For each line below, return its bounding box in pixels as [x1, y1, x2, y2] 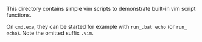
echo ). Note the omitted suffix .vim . [6, 29, 94, 37]
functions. [6, 11, 32, 19]
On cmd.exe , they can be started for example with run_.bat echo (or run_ [6, 23, 187, 30]
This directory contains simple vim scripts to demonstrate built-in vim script [6, 5, 196, 12]
